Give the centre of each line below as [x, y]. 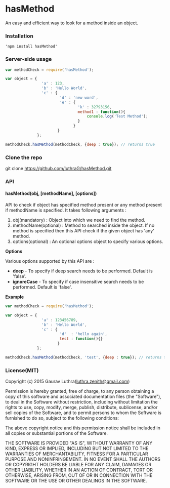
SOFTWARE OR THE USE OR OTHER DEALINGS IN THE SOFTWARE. [76, 481]
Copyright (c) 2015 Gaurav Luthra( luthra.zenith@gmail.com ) [68, 381]
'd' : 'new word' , [79, 97]
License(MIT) [22, 370]
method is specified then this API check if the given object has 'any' [83, 231]
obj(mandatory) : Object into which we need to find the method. [79, 220]
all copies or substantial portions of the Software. [56, 433]
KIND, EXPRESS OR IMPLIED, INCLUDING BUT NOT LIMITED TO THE [77, 449]
